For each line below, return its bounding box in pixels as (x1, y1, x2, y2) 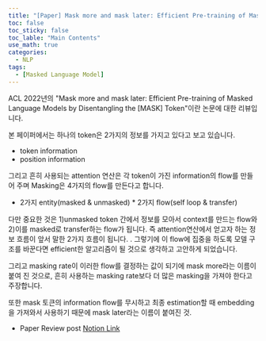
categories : (8, 48, 47, 56)
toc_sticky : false (8, 26, 69, 34)
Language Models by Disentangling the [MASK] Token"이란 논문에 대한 (8, 103, 237, 113)
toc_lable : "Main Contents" (8, 33, 101, 42)
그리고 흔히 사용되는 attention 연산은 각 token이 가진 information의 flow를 (8, 170, 239, 180)
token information (19, 146, 78, 155)
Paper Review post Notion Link (19, 323, 120, 333)
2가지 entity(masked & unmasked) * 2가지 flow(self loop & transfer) (19, 197, 237, 207)
